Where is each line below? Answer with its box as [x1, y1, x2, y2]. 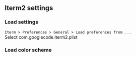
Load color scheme [4, 46, 52, 53]
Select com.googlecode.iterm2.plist [4, 34, 78, 40]
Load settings [4, 19, 38, 26]
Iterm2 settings [4, 4, 53, 12]
